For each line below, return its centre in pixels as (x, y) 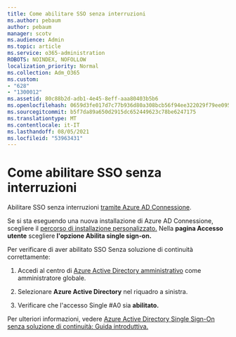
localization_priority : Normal (53, 66)
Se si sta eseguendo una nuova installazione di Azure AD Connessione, (111, 221)
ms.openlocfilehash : (38, 106)
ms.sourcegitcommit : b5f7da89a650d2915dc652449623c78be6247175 (102, 112)
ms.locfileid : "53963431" (45, 138)
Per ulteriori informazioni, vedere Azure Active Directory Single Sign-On (111, 319)
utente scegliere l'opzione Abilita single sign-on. (80, 236)
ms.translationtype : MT (42, 118)
